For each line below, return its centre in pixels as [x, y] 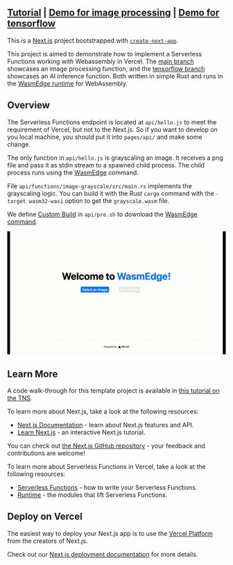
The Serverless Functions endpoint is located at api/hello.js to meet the [112, 122]
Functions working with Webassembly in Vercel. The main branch [101, 61]
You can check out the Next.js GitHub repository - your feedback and [106, 445]
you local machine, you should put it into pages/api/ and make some [105, 137]
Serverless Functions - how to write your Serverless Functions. [107, 487]
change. [19, 144]
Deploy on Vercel [45, 517]
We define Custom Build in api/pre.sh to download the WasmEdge [102, 214]
